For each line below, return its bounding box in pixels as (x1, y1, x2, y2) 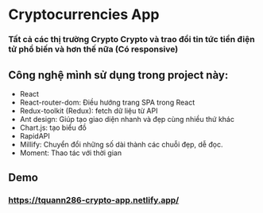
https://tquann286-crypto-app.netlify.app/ (8, 195, 180, 206)
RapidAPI (19, 131, 50, 140)
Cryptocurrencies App (8, 6, 160, 24)
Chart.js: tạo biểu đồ (19, 123, 87, 132)
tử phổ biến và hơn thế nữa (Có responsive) (8, 44, 179, 55)
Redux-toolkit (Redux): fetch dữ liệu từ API (19, 105, 158, 116)
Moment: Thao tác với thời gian (19, 148, 122, 158)
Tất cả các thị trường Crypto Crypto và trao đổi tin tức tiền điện (8, 34, 256, 45)
